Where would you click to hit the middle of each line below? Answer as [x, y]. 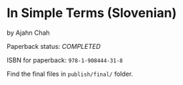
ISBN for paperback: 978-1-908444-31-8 [65, 60]
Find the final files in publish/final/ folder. [70, 74]
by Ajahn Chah [29, 33]
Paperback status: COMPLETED [54, 46]
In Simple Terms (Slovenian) [91, 13]
